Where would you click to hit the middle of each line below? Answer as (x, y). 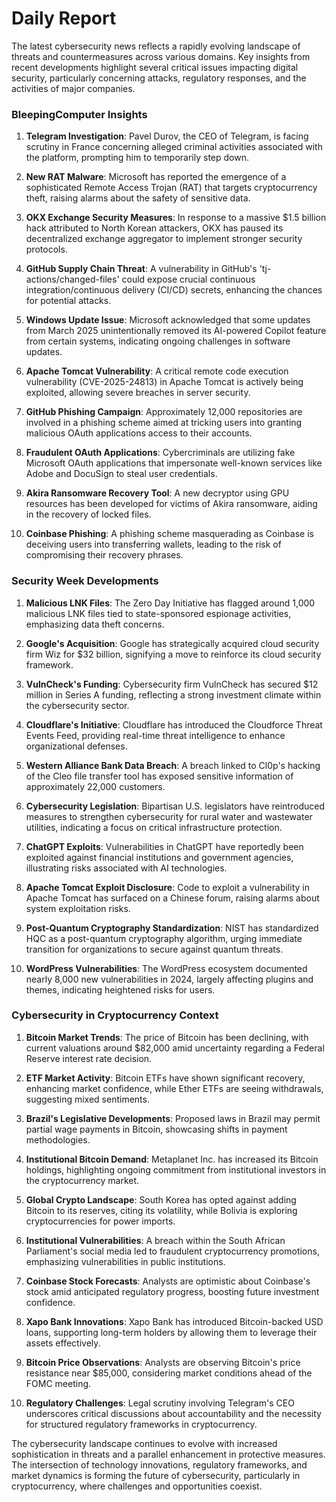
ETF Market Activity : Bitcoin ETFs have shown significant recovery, (165, 1078)
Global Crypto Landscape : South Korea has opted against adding (161, 1199)
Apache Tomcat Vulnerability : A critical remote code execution (157, 371)
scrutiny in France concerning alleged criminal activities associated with (174, 147)
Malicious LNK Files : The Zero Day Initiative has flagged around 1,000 (170, 603)
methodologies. (58, 1139)
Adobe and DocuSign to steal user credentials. (121, 474)
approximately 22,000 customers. (95, 786)
